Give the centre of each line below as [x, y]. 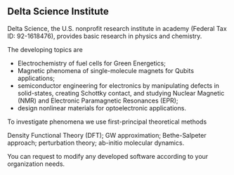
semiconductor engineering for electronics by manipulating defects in [118, 85]
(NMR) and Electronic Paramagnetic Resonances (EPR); [98, 101]
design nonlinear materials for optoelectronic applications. [102, 108]
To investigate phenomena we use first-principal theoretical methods [107, 122]
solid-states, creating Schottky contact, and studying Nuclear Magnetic [121, 93]
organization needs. [36, 164]
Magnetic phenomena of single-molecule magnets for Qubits [106, 70]
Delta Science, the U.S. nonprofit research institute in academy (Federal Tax [117, 28]
